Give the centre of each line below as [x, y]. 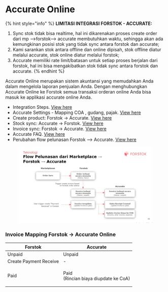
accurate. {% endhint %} [39, 71]
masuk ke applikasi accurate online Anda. [49, 97]
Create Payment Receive [33, 261]
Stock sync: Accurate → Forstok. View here [58, 123]
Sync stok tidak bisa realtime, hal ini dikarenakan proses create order [85, 33]
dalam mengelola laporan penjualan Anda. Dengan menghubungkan [76, 86]
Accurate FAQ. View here [39, 134]
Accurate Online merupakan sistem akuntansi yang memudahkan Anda [79, 81]
